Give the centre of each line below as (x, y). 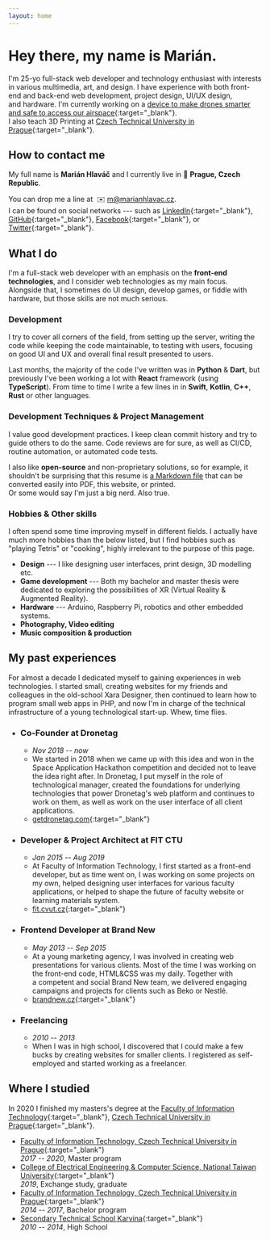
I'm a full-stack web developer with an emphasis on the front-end (118, 273)
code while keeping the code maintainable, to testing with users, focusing (131, 346)
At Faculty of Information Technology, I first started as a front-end (141, 866)
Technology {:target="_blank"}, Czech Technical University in (110, 1116)
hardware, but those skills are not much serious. (88, 299)
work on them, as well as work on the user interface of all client (137, 802)
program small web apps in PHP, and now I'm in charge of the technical (127, 703)
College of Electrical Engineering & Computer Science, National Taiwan (138, 1166)
